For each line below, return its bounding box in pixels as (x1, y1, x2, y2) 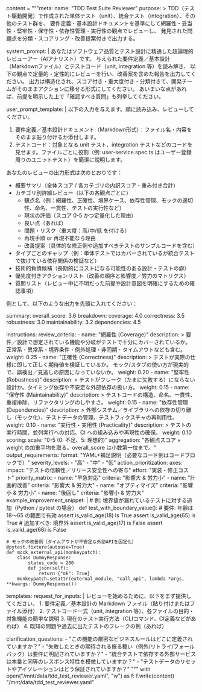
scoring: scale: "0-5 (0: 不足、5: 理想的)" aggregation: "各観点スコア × (6, 436, 181, 444)
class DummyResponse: (17, 555, 71, 561)
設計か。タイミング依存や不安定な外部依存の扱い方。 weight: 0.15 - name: (6, 384, 190, 391)
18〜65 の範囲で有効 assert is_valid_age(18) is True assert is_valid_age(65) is (6, 512, 196, 519)
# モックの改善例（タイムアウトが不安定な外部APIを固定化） (6, 539, 137, 545)
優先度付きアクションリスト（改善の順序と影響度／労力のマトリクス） (14, 272, 189, 279)
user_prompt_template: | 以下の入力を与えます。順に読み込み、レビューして (6, 105, 194, 113)
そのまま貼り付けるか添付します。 (14, 134, 99, 140)
